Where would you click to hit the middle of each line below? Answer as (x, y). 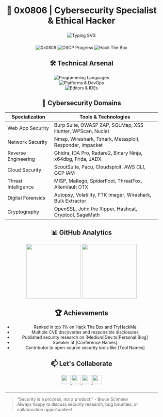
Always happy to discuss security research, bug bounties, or (77, 404)
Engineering (21, 159)
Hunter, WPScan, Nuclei (81, 131)
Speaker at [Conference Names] (85, 343)
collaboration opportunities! (44, 410)
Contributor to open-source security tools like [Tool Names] (85, 348)
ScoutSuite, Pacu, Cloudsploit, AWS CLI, (100, 167)
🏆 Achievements (81, 313)
